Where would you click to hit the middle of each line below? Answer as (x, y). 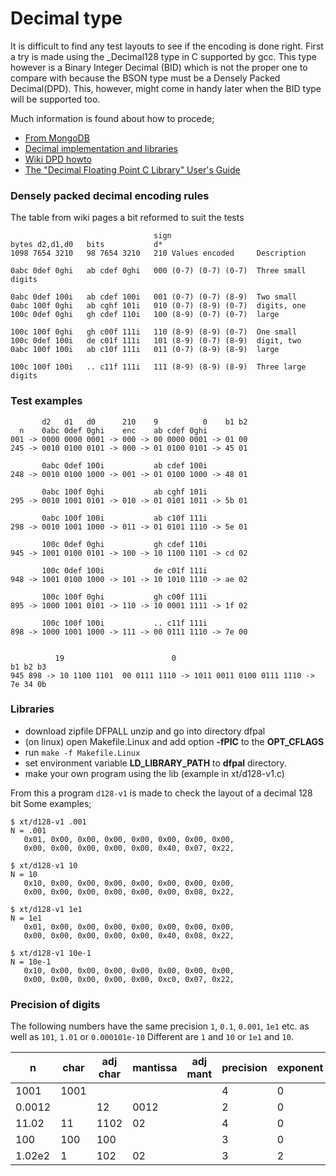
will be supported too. (55, 99)
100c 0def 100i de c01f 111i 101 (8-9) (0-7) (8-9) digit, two (156, 341)
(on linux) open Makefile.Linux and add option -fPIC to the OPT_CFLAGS (174, 741)
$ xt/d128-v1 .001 (48, 822)
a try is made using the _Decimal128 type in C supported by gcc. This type (163, 56)
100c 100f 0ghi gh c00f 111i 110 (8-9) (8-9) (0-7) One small (154, 332)
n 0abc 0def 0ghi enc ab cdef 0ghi (113, 430)
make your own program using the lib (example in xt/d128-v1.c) (154, 773)
